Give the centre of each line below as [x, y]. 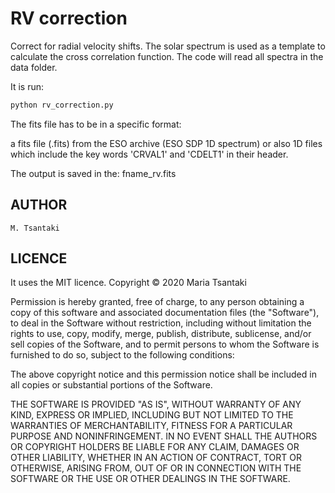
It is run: [27, 86]
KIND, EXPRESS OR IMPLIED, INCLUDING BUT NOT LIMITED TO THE [152, 415]
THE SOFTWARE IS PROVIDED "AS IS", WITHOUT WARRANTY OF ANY [156, 404]
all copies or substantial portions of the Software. [111, 385]
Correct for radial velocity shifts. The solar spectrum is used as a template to [168, 46]
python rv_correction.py [62, 105]
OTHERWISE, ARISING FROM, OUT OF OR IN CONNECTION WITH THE [156, 468]
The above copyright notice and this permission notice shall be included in [163, 374]
